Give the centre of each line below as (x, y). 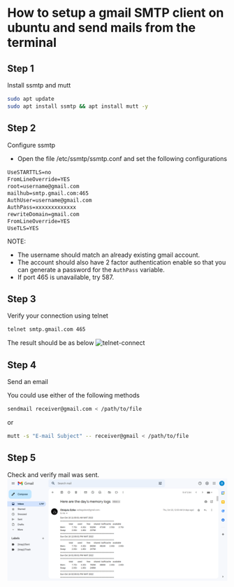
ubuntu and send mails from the (102, 28)
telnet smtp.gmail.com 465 (46, 330)
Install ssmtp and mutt (39, 85)
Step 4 (22, 365)
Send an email (28, 382)
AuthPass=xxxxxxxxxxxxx (42, 207)
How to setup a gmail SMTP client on (116, 13)
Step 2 (22, 128)
